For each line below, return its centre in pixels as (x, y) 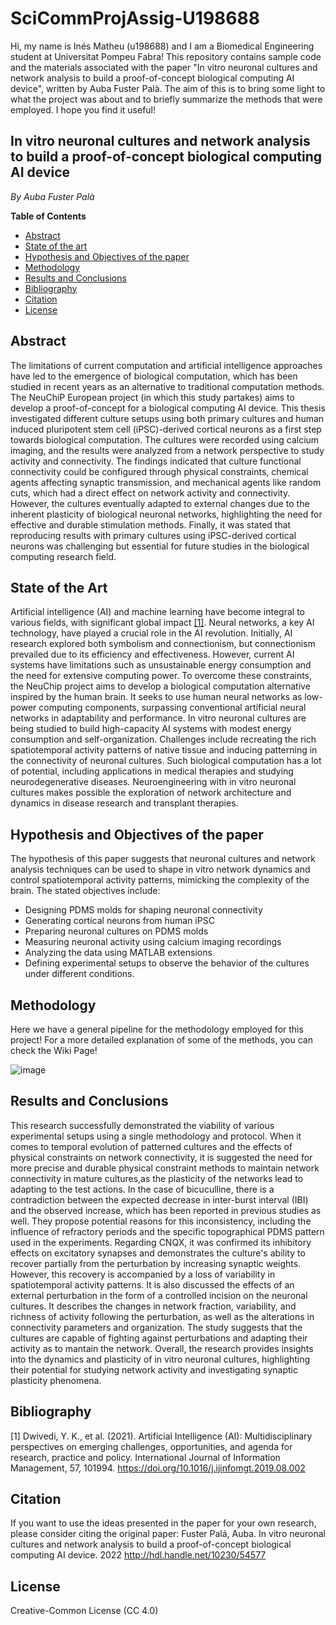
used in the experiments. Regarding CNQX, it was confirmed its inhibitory (161, 1242)
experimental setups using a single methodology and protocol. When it (156, 1136)
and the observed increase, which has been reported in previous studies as (166, 1210)
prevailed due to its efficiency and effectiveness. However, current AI (152, 654)
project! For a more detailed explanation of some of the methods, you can (161, 1040)
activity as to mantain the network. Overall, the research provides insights (162, 1348)
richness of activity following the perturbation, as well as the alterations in (162, 1316)
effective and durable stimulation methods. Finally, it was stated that (151, 524)
